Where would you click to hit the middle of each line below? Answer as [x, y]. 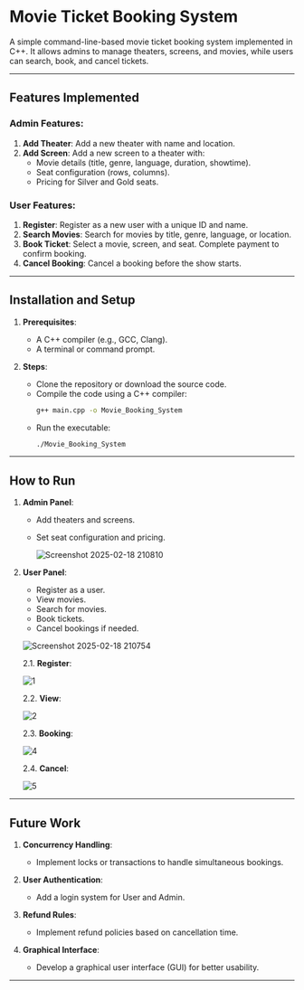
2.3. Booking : [48, 733]
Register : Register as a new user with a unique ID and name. [135, 224]
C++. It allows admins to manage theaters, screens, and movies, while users [152, 51]
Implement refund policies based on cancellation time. [137, 932]
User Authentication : [63, 880]
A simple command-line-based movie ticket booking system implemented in [151, 42]
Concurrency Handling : [67, 845]
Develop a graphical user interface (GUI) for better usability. [147, 967]
